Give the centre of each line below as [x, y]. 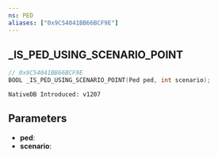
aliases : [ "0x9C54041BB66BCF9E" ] [63, 23]
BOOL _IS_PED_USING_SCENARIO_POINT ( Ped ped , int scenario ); [110, 80]
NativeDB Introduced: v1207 [55, 95]
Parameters [38, 119]
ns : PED [21, 15]
